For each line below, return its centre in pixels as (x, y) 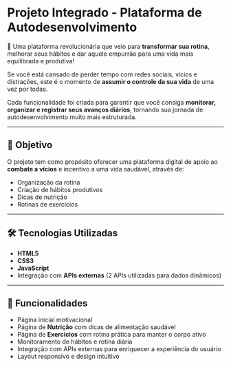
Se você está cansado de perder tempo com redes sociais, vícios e (102, 74)
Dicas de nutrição (42, 197)
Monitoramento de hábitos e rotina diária (75, 342)
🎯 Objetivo (30, 145)
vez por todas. (27, 89)
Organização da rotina (48, 182)
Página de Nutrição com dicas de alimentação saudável (97, 327)
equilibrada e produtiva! (41, 61)
